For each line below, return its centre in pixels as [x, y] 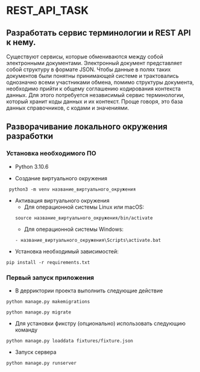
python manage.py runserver [42, 363]
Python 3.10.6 [32, 166]
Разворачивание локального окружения [87, 127]
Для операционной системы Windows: [74, 229]
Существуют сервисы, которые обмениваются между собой [85, 57]
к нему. [21, 42]
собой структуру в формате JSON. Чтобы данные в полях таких [89, 69]
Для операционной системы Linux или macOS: [84, 207]
